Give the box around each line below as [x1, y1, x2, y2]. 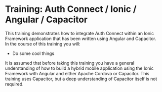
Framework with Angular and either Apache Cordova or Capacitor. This [5, 70, 150, 76]
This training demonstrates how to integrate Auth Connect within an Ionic [5, 30, 154, 36]
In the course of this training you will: [5, 41, 81, 46]
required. [5, 81, 24, 87]
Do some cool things [12, 50, 54, 56]
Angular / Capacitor [5, 14, 88, 25]
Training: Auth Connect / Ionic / [5, 3, 137, 15]
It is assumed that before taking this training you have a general [5, 60, 135, 66]
